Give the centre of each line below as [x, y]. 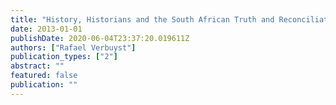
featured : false [44, 76]
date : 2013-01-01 [46, 29]
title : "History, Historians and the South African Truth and [142, 19]
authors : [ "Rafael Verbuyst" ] [73, 47]
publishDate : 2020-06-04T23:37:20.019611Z [100, 38]
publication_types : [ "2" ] [64, 57]
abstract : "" [37, 66]
